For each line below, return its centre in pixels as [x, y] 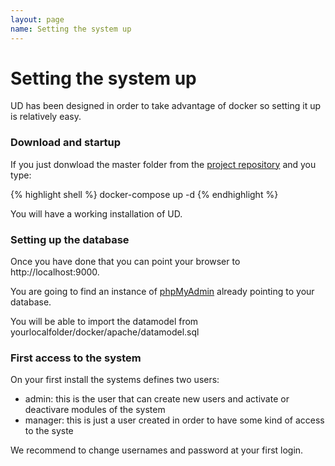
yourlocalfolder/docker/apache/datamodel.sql [105, 332]
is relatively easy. [46, 117]
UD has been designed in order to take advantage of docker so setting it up [166, 106]
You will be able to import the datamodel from [104, 322]
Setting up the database [70, 239]
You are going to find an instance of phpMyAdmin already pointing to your [162, 292]
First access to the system [76, 358]
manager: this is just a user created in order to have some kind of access [174, 420]
